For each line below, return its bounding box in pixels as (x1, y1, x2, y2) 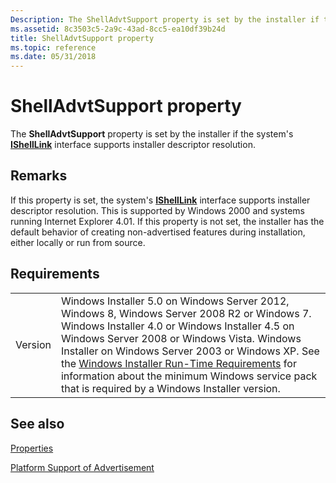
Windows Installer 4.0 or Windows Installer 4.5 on (60, 319, 295, 333)
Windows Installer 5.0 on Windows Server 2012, (60, 294, 290, 308)
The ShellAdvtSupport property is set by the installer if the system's (10, 128, 294, 140)
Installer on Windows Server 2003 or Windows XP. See (60, 344, 320, 358)
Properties (10, 442, 54, 454)
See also (10, 416, 65, 433)
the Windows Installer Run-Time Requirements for (60, 356, 297, 370)
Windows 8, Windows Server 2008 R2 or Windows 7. (60, 306, 312, 320)
